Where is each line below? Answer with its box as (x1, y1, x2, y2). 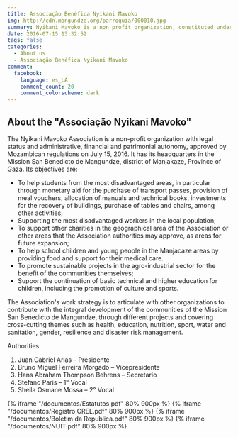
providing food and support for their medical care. (17, 253, 164, 262)
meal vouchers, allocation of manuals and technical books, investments (17, 193, 227, 202)
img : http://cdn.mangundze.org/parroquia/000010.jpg (7, 17, 166, 24)
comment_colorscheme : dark (20, 89, 100, 96)
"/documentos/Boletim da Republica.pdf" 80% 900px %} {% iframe (7, 414, 205, 423)
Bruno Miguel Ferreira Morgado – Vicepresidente (17, 363, 161, 371)
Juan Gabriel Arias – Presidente (17, 355, 110, 364)
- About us (13, 50, 46, 57)
